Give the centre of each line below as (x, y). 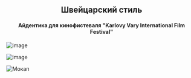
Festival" (102, 31)
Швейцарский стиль (102, 10)
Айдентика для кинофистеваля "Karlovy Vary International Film (102, 25)
